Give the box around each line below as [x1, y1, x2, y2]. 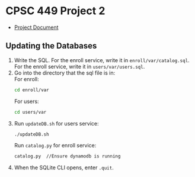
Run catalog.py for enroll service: [14, 142, 97, 149]
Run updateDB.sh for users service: [14, 120, 99, 127]
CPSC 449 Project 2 [5, 4, 106, 18]
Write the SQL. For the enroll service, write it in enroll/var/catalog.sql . [14, 56, 190, 63]
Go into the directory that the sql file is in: [14, 69, 116, 76]
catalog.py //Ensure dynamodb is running [14, 153, 121, 159]
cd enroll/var [14, 87, 49, 93]
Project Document [14, 24, 59, 31]
